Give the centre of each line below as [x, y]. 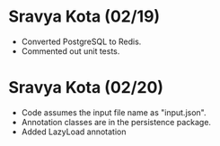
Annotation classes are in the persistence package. [116, 122]
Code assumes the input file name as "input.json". [114, 112]
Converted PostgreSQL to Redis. [81, 41]
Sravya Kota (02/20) [86, 88]
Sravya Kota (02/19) [84, 17]
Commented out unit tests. [70, 50]
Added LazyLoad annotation [74, 132]
